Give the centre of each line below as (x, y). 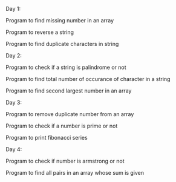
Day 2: (14, 56)
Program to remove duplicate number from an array (70, 114)
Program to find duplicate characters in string (62, 44)
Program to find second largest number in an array (69, 91)
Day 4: (14, 149)
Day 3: (14, 102)
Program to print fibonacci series (47, 138)
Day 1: (13, 9)
